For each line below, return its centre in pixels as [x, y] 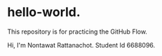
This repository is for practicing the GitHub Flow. [77, 31]
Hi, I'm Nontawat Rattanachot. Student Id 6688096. [81, 45]
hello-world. [44, 12]
